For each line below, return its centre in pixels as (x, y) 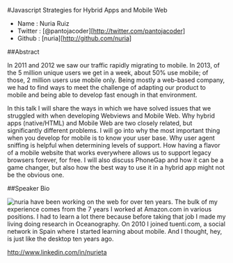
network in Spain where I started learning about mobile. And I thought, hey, (115, 231)
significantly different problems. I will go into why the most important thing (114, 130)
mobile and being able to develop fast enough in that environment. (102, 95)
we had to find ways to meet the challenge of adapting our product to (107, 87)
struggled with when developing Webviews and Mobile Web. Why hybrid (111, 115)
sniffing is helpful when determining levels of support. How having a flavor (114, 145)
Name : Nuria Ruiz (43, 23)
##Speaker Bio (29, 188)
